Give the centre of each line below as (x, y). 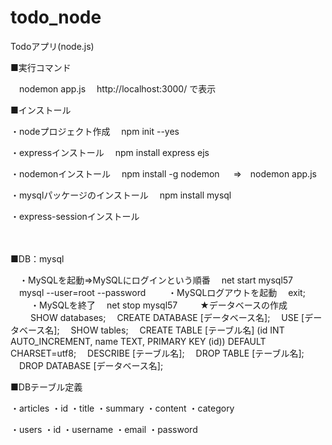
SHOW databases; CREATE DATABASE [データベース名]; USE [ (167, 317)
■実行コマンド (41, 67)
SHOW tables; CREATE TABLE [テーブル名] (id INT (177, 330)
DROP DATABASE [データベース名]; (91, 365)
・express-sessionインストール (75, 216)
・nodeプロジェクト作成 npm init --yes (95, 131)
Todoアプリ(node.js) (52, 46)
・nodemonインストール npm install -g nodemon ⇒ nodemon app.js (163, 173)
